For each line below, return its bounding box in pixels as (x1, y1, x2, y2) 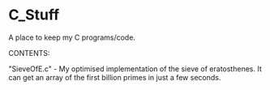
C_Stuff (8, 6, 60, 24)
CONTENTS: (8, 48, 50, 58)
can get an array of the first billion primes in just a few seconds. (8, 72, 221, 82)
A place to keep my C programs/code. (8, 32, 136, 42)
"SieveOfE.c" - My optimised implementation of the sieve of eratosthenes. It (8, 63, 262, 74)
